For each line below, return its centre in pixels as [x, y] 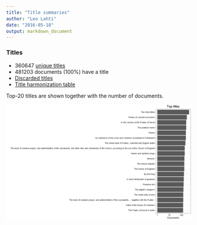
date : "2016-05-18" [30, 25]
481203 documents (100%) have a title [62, 71]
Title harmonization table [45, 84]
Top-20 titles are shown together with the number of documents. [85, 96]
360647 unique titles [40, 66]
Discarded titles [34, 78]
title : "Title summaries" [38, 12]
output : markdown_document [39, 31]
